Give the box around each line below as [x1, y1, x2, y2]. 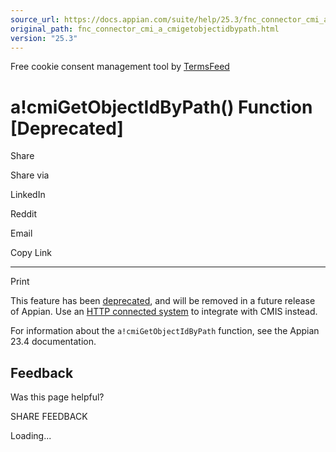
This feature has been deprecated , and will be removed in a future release [10, 295, 316, 307]
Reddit [10, 208, 38, 220]
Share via [10, 169, 50, 181]
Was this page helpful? [10, 391, 105, 403]
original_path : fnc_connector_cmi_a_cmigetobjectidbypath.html [10, 24, 280, 34]
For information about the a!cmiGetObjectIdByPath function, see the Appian [10, 325, 320, 337]
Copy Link [10, 247, 52, 259]
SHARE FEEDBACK [10, 411, 88, 423]
